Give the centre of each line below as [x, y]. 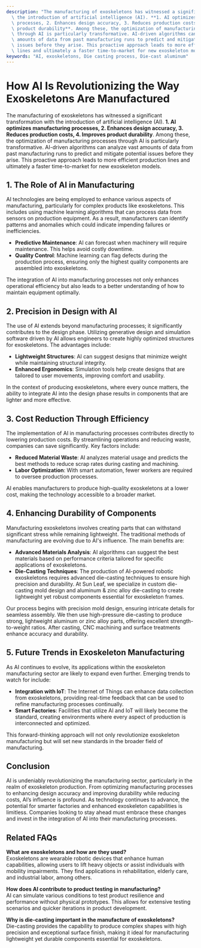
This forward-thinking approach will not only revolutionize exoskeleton [93, 735]
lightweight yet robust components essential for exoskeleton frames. [99, 596]
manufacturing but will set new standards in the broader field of [85, 741]
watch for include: [28, 680]
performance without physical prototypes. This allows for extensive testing [98, 902]
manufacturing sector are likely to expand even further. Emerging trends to [98, 673]
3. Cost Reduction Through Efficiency [78, 419]
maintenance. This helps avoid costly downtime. [74, 249]
